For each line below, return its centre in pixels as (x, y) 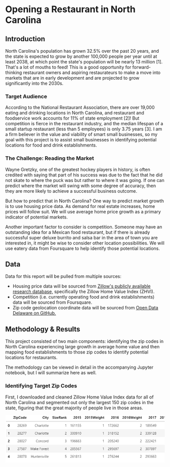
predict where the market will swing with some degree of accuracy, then (80, 186)
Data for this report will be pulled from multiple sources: (63, 276)
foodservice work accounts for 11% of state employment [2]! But (72, 118)
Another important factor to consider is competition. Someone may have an (84, 227)
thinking (14, 73)
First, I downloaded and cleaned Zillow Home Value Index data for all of (79, 397)
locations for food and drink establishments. (51, 145)
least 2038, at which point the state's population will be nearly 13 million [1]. (84, 62)
